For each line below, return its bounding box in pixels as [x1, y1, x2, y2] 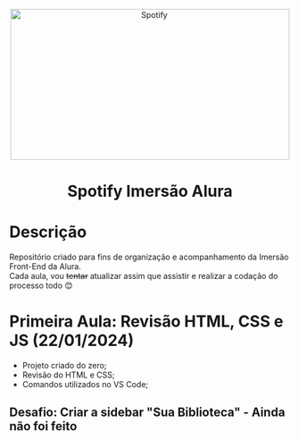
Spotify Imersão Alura [66, 182, 234, 201]
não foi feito [9, 419, 78, 434]
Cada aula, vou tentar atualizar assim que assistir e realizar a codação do [9, 271, 278, 282]
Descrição [9, 222, 87, 242]
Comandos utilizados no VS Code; [21, 379, 149, 390]
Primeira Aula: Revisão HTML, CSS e [9, 311, 284, 332]
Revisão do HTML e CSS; [21, 369, 115, 380]
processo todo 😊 [9, 280, 73, 291]
